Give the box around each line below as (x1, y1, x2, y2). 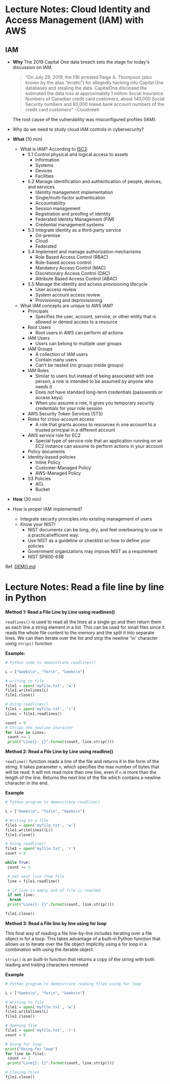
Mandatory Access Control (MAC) (35, 265, 106, 270)
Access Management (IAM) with (5, 14, 144, 26)
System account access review (35, 292, 100, 298)
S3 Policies (27, 475, 51, 481)
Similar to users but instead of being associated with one (35, 373, 154, 379)
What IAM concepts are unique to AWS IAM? (20, 303, 113, 309)
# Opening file (5, 1023, 37, 1028)
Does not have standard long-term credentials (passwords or (35, 389, 163, 395)
